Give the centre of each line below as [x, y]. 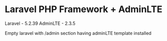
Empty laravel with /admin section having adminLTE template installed [78, 33]
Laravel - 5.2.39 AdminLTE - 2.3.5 [40, 23]
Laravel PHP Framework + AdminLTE [84, 9]
